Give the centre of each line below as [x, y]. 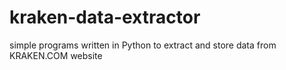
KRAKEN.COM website [56, 55]
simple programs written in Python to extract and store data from [143, 45]
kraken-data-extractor [105, 17]
